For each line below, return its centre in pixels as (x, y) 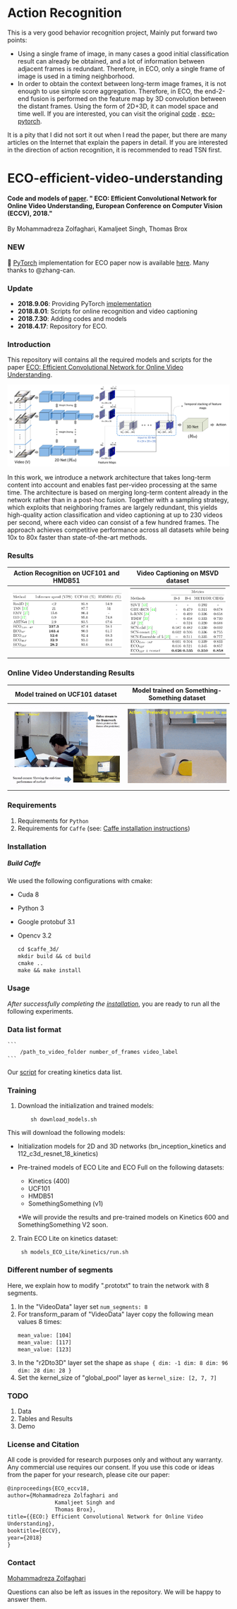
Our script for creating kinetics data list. (65, 1072)
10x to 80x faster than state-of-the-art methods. (77, 537)
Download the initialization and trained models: (85, 1106)
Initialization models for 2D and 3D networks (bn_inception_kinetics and (122, 1146)
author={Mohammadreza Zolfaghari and (63, 1496)
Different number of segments (60, 1270)
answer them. (27, 1599)
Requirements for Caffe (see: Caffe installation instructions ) (104, 828)
